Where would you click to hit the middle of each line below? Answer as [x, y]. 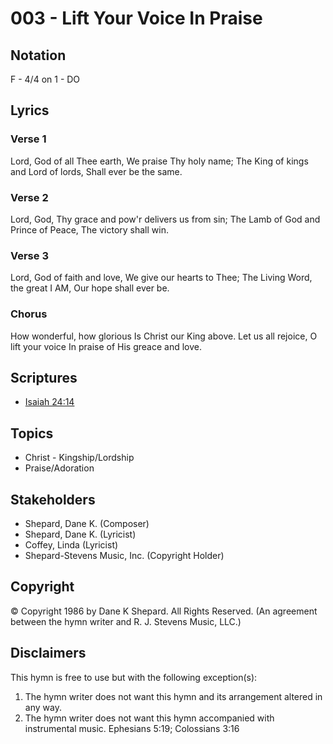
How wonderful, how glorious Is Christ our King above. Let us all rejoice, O [164, 336]
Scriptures [44, 377]
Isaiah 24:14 [49, 402]
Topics [32, 433]
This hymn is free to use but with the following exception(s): [134, 677]
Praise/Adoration [59, 468]
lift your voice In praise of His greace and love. [106, 346]
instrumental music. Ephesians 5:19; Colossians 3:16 [132, 728]
